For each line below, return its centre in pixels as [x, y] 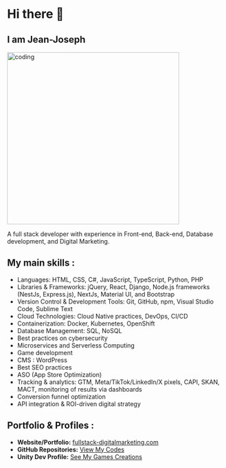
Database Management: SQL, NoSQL [69, 330]
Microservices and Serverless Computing [76, 345]
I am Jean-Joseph [46, 40]
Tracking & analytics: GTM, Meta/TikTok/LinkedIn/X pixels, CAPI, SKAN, [118, 382]
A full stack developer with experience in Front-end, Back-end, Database [110, 234]
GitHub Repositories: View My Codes [71, 449]
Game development [45, 352]
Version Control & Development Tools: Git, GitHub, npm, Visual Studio [115, 301]
